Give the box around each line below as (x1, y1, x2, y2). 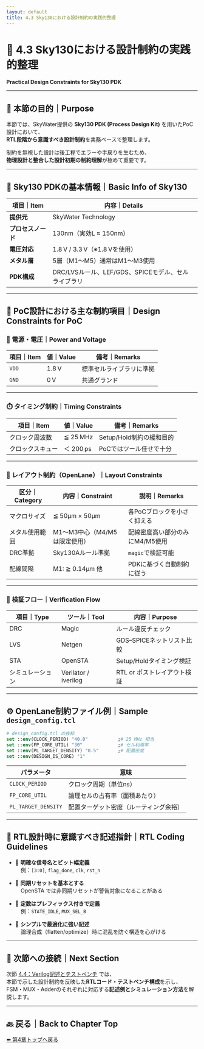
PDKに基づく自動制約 (127, 560, 189, 568)
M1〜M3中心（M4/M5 (52, 528, 117, 537)
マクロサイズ (9, 512, 46, 521)
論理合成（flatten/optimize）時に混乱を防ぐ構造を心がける (20, 928, 167, 935)
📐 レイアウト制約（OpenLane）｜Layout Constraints (6, 470, 163, 479)
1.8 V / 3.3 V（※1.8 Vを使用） (52, 245, 137, 253)
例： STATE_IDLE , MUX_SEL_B (20, 907, 86, 914)
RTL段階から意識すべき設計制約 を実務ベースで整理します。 (6, 136, 154, 143)
